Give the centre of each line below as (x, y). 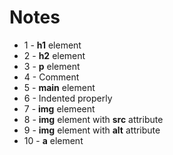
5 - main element (59, 87)
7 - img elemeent (59, 108)
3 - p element (52, 66)
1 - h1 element (52, 45)
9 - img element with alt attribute (92, 130)
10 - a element (53, 140)
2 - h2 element (54, 55)
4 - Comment (51, 77)
